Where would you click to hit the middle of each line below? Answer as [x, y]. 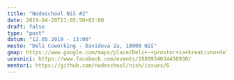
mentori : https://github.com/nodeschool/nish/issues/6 [88, 65]
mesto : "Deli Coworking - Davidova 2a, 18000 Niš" [82, 46]
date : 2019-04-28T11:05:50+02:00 [56, 20]
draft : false [26, 26]
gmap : [15, 53]
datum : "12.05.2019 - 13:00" [49, 40]
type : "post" [26, 33]
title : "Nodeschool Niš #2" [48, 14]
